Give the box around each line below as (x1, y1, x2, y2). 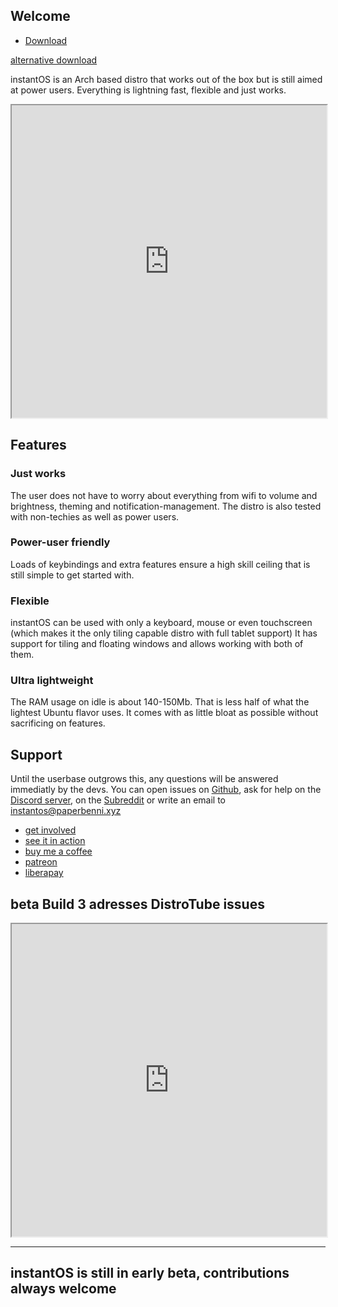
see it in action (24, 835, 86, 847)
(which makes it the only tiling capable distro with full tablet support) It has (10, 627, 318, 639)
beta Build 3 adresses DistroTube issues (10, 895, 265, 913)
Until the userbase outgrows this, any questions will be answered (10, 773, 279, 785)
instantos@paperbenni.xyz (10, 805, 122, 817)
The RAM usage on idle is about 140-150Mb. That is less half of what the (10, 696, 310, 708)
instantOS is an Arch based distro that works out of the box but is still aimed (10, 73, 323, 85)
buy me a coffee (24, 845, 93, 858)
